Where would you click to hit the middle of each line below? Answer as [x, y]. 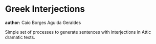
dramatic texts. [20, 37]
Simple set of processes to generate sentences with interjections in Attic [78, 32]
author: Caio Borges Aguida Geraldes [43, 22]
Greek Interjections [45, 9]
